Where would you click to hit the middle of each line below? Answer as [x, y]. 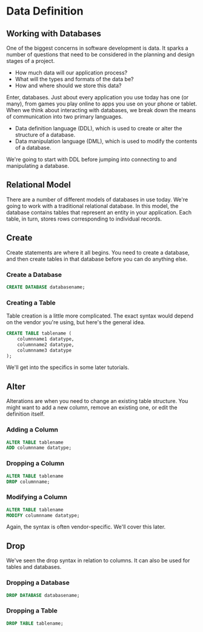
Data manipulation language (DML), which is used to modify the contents [106, 141]
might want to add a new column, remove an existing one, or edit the [92, 408]
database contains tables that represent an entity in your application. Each [99, 212]
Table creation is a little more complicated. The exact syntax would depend [100, 316]
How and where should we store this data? [68, 85]
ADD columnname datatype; [39, 448]
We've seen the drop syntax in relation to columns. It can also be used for [98, 560]
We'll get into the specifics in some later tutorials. [68, 367]
